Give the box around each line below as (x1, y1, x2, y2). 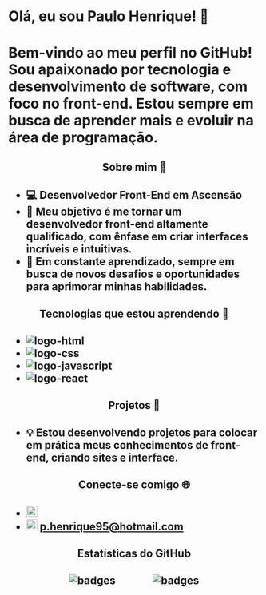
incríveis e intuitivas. (26, 243, 133, 256)
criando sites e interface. (50, 450, 179, 464)
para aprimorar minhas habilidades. (26, 280, 208, 294)
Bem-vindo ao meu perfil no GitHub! (8, 44, 253, 62)
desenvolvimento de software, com (8, 77, 248, 96)
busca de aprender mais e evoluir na (8, 112, 254, 130)
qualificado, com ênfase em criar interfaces (26, 230, 248, 244)
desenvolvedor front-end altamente (26, 217, 209, 231)
